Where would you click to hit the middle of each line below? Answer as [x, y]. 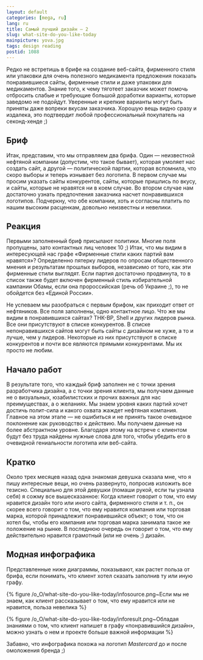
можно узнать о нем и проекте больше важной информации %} [90, 632]
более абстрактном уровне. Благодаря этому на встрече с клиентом [97, 430]
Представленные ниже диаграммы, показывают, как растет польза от [98, 569]
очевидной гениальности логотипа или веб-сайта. [72, 443]
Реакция [23, 226]
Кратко [21, 462]
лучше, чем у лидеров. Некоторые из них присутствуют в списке [91, 338]
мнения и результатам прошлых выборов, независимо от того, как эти [99, 267]
